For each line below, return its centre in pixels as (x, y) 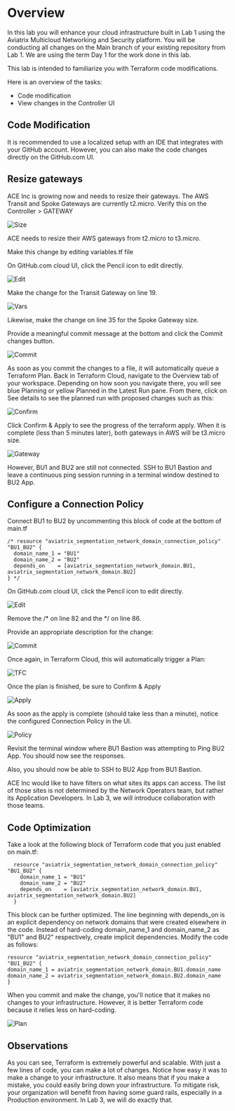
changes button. (31, 341)
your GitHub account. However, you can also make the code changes (107, 150)
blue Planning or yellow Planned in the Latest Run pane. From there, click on (117, 390)
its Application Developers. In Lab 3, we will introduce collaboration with (111, 798)
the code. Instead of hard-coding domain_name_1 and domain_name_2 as (113, 930)
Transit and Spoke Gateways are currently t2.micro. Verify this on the (107, 203)
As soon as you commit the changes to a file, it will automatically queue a (113, 368)
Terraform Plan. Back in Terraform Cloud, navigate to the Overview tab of (113, 375)
